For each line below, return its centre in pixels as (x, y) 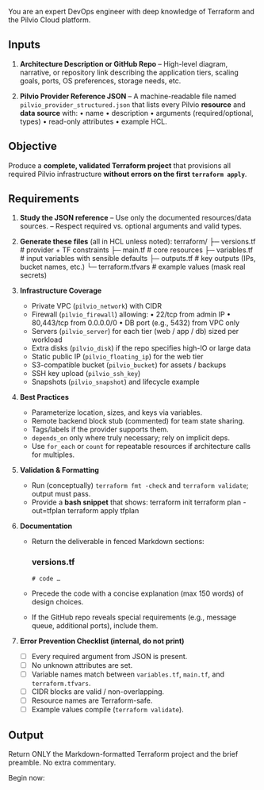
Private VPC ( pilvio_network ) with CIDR (97, 306)
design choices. (57, 601)
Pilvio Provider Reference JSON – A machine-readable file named (128, 96)
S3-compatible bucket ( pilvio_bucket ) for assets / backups (129, 365)
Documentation (46, 526)
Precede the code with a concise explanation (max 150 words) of (138, 593)
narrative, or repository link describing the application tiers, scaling (129, 72)
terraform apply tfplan (103, 511)
